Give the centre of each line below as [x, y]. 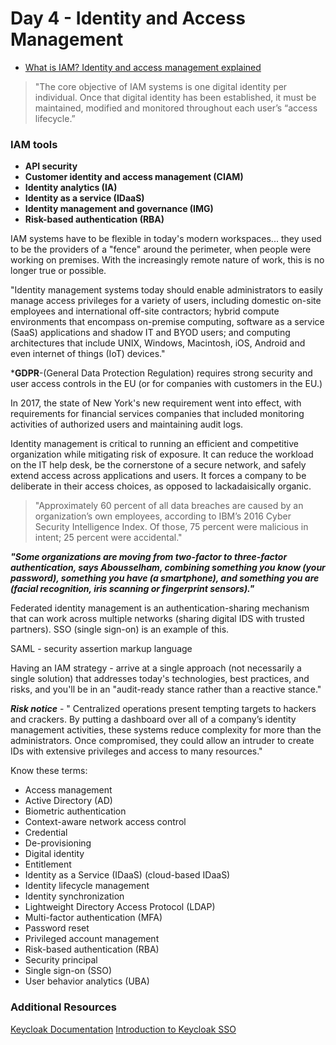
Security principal [61, 960]
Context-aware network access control [105, 822]
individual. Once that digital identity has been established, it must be [175, 97]
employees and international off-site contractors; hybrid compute [145, 311]
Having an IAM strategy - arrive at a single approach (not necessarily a [156, 668]
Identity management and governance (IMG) [119, 209]
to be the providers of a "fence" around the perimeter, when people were [161, 249]
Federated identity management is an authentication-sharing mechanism [160, 608]
